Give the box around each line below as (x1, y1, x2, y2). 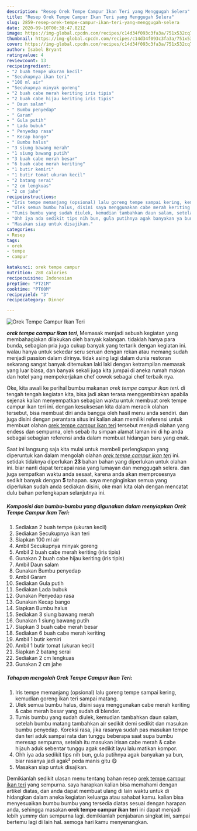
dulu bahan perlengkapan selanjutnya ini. (6, 489, 106, 496)
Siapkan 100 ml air (15, 536, 60, 543)
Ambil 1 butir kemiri (15, 636, 61, 643)
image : (6, 30, 23, 36)
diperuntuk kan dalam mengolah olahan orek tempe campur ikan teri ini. (6, 452, 180, 459)
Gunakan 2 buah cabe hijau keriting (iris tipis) (15, 555, 125, 562)
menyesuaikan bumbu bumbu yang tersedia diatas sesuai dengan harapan (6, 800, 186, 807)
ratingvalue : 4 (6, 52, 44, 58)
